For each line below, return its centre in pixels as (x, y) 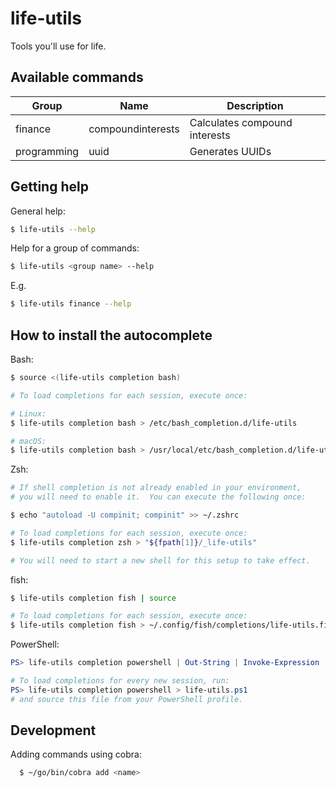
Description (255, 105)
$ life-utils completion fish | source (93, 598)
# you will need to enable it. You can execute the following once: (158, 497)
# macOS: (28, 441)
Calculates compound (241, 122)
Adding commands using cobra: (76, 754)
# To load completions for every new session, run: (120, 681)
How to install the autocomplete (111, 335)
